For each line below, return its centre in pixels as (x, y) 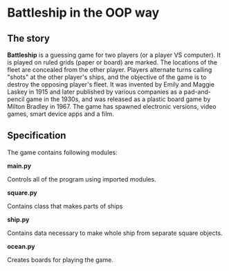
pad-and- (198, 92)
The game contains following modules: (62, 152)
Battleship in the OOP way (83, 13)
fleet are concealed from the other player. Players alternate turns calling (110, 70)
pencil (16, 99)
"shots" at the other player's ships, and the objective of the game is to (107, 77)
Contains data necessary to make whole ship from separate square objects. (115, 233)
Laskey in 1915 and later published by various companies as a (95, 92)
